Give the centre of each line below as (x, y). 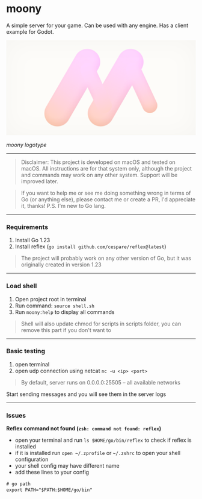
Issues (16, 415)
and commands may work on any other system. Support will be (99, 175)
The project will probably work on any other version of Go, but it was (106, 259)
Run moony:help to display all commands (65, 312)
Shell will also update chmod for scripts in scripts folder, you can (101, 324)
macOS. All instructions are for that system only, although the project (106, 168)
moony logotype (26, 145)
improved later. (39, 181)
